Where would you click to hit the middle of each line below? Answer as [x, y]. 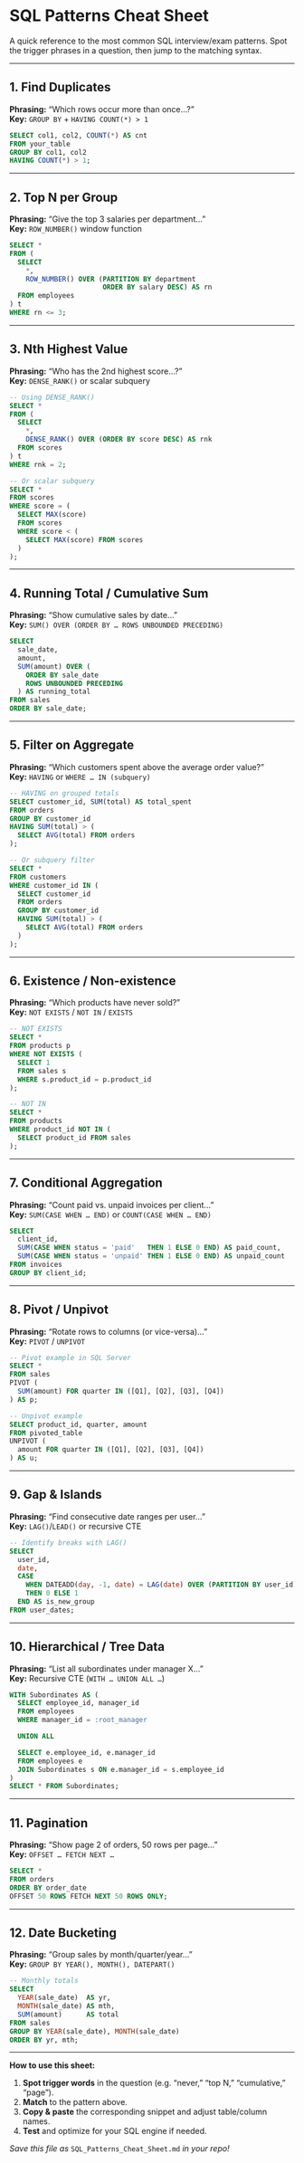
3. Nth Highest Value [69, 349]
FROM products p [40, 1046]
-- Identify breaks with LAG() [68, 1543]
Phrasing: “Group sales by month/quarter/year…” [101, 1955]
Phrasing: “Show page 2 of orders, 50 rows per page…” [114, 1845]
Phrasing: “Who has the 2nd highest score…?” [96, 371]
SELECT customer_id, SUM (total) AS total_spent [101, 802]
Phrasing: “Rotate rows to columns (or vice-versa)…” [109, 1331]
